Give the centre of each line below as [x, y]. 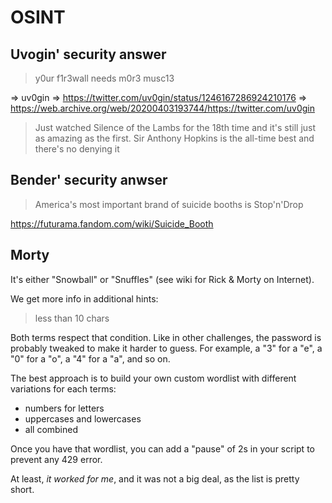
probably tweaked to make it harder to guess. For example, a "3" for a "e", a [166, 348]
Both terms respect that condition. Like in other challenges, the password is [166, 337]
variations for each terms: [63, 388]
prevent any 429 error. [56, 459]
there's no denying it [77, 149]
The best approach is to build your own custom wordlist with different [153, 378]
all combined [51, 429]
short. [22, 489]
